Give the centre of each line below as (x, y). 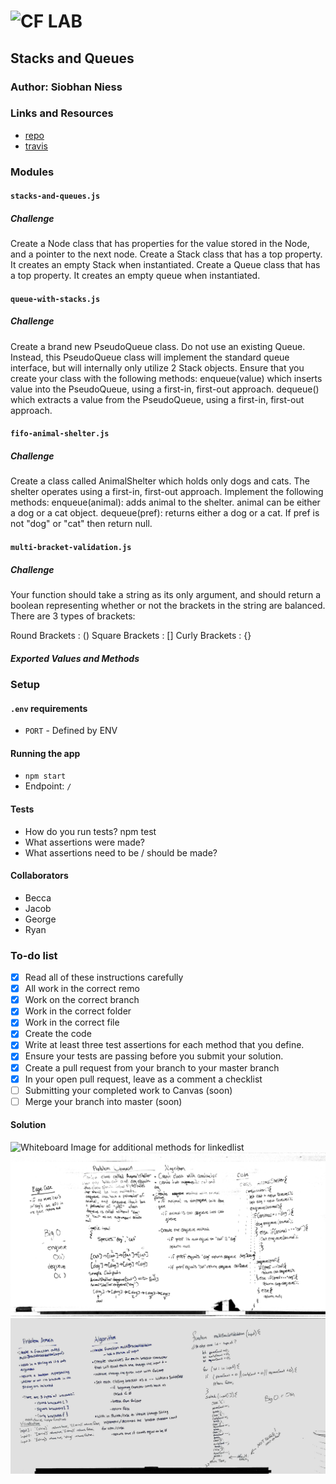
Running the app (45, 753)
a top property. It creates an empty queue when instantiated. (135, 276)
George (40, 919)
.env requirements (49, 708)
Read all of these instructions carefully (104, 977)
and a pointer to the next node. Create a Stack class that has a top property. (166, 254)
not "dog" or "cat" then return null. (81, 524)
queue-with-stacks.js (55, 299)
